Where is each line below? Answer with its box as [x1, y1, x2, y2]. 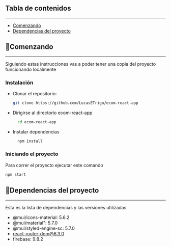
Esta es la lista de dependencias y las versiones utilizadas [5, 204, 127, 210]
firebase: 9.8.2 [12, 236, 43, 242]
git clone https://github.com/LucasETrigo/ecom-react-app [12, 100, 138, 105]
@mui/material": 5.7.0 [12, 220, 58, 226]
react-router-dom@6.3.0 [12, 230, 65, 236]
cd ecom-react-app [17, 119, 56, 124]
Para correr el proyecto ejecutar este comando [5, 162, 103, 168]
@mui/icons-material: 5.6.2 [12, 214, 70, 221]
